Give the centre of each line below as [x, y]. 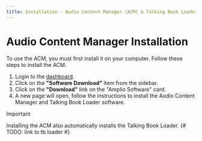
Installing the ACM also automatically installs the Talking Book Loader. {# [96, 125]
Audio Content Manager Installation [97, 41]
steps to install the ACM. [36, 64]
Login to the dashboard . [44, 77]
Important [18, 114]
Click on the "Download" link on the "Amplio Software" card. [90, 89]
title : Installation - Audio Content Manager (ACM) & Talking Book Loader [102, 12]
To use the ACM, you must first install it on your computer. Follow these [95, 58]
